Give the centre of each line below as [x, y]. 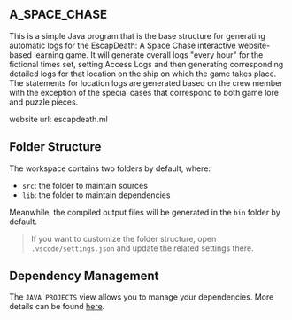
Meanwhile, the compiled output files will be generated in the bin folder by [145, 212]
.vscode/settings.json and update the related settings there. [142, 248]
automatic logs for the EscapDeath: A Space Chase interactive [123, 45]
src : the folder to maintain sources [85, 185]
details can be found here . [57, 307]
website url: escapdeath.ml [58, 119]
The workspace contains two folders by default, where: [110, 168]
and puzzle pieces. [44, 102]
